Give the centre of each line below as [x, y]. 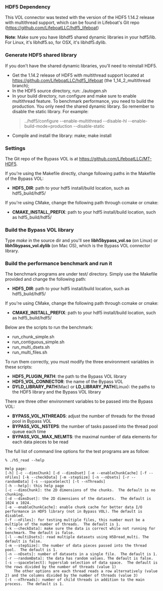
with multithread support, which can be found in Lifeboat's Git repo [72, 22]
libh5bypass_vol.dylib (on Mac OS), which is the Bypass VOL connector [78, 246]
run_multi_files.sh [30, 353]
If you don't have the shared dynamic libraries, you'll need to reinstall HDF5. [81, 66]
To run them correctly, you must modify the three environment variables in [80, 362]
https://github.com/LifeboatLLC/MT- [116, 158]
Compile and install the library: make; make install [62, 136]
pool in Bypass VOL [32, 421]
